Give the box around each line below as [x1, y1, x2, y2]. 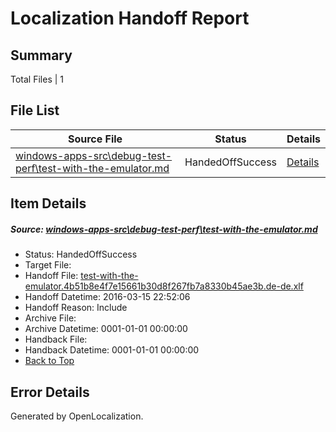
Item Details [10, 195, 87, 212]
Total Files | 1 [10, 73, 64, 85]
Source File [67, 132, 123, 146]
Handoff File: [24, 270, 79, 282]
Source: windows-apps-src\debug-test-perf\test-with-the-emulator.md [10, 223, 318, 235]
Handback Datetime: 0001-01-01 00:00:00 [24, 344, 200, 356]
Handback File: [24, 333, 88, 346]
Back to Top [24, 355, 75, 367]
